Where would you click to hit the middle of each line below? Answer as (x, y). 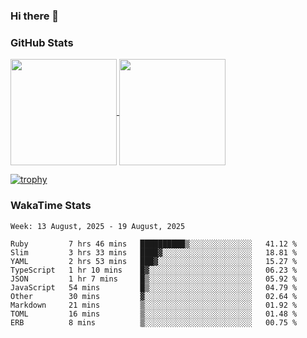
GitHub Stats (42, 42)
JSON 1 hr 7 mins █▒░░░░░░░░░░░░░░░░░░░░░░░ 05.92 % (154, 279)
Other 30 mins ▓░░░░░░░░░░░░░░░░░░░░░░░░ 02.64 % (154, 296)
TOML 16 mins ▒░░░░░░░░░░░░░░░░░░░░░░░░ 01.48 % (154, 314)
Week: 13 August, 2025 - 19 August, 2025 (98, 226)
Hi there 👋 (35, 16)
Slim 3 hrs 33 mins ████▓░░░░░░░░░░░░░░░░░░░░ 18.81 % (154, 252)
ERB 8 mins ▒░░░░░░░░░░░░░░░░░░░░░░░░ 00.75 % (154, 322)
